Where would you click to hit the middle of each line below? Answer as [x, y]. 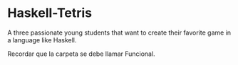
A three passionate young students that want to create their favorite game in [119, 32]
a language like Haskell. [42, 40]
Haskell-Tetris [50, 13]
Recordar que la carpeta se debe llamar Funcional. [81, 54]
